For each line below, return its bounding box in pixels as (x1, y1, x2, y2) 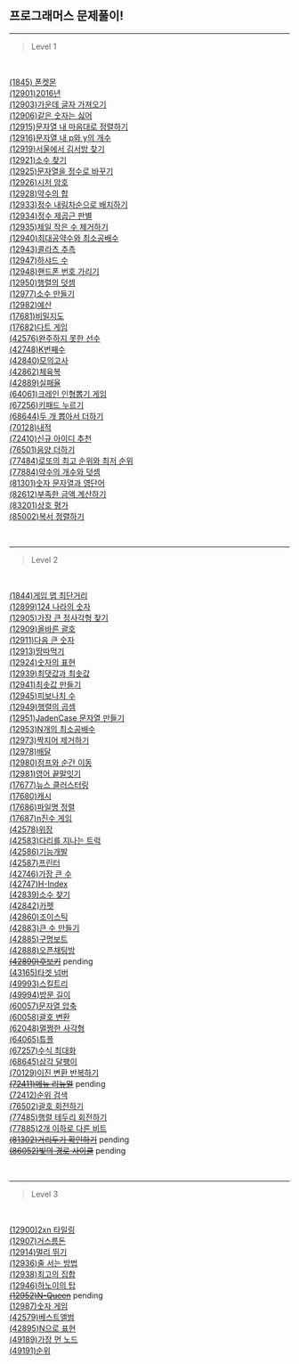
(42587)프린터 (9, 857, 61, 868)
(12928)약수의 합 (9, 188, 69, 199)
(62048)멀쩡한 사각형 (9, 1023, 85, 1033)
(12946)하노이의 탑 (9, 1279, 77, 1290)
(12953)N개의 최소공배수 (9, 723, 96, 734)
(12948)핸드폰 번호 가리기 (9, 265, 100, 276)
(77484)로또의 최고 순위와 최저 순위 (9, 455, 133, 466)
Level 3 (30, 1188, 59, 1199)
